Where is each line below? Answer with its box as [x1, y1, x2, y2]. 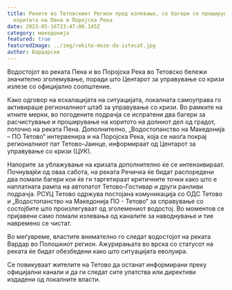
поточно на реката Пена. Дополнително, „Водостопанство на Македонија [7, 125, 225, 133]
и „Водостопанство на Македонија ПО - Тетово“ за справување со [7, 197, 204, 205]
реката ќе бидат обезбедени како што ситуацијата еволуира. [7, 246, 188, 255]
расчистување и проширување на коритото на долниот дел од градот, [7, 117, 216, 126]
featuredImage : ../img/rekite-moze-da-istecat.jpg [7, 42, 156, 49]
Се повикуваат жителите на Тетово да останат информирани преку [7, 260, 207, 269]
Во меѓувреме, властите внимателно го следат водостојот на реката [7, 232, 211, 240]
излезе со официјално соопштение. [7, 82, 112, 90]
